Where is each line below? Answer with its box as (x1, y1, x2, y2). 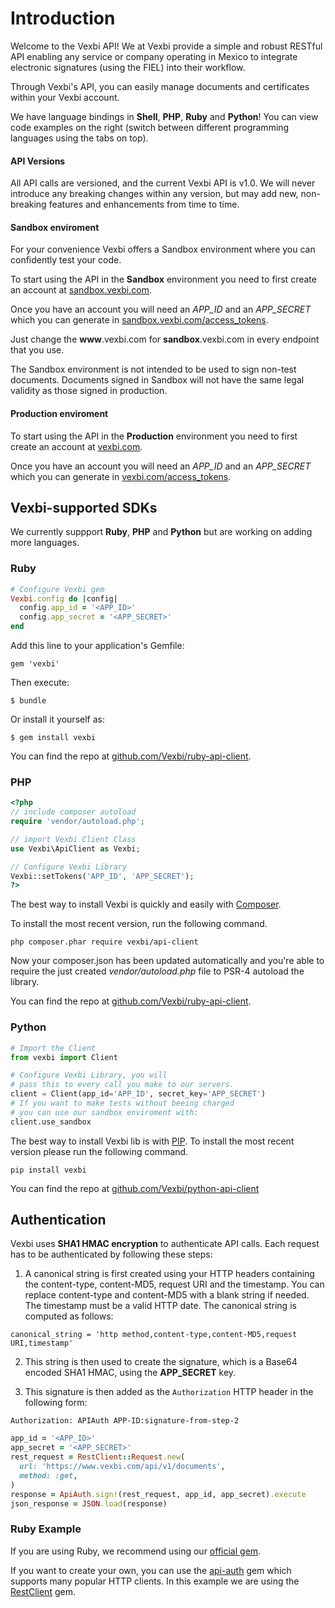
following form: (24, 1397, 88, 1409)
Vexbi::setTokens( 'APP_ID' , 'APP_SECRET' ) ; (10, 871, 195, 881)
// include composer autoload (10, 807, 137, 817)
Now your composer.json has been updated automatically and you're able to (10, 955, 325, 967)
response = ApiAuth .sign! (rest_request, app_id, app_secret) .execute (10, 1489, 307, 1499)
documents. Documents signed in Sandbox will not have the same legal (10, 374, 305, 386)
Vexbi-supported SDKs (10, 499, 158, 516)
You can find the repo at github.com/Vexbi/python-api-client (10, 1182, 260, 1194)
